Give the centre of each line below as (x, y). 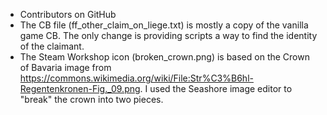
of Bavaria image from (65, 67)
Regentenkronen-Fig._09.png (80, 88)
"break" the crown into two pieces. (91, 99)
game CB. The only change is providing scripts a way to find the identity (168, 35)
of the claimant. (52, 46)
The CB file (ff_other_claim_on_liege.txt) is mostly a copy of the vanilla (164, 25)
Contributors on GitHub (68, 14)
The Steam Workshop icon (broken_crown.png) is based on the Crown (164, 57)
